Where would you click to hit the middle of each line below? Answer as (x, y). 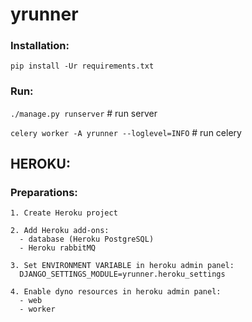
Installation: (40, 46)
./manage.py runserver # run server (84, 113)
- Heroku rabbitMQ (58, 248)
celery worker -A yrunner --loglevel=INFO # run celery (126, 132)
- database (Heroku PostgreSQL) (87, 239)
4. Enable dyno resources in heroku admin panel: (116, 292)
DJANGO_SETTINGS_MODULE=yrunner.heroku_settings (122, 274)
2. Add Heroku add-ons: (60, 231)
